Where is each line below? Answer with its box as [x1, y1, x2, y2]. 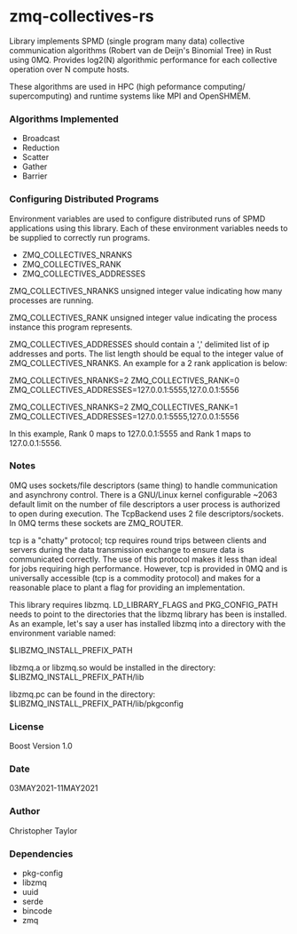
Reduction [21, 142, 60, 153]
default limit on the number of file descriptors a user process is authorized [9, 499, 281, 509]
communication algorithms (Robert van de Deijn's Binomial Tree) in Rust [9, 44, 272, 55]
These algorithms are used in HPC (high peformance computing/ [9, 81, 246, 92]
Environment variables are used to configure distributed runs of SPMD [9, 213, 266, 224]
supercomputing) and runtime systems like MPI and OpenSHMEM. [9, 91, 251, 101]
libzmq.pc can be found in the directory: [9, 689, 156, 699]
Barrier [21, 171, 48, 181]
